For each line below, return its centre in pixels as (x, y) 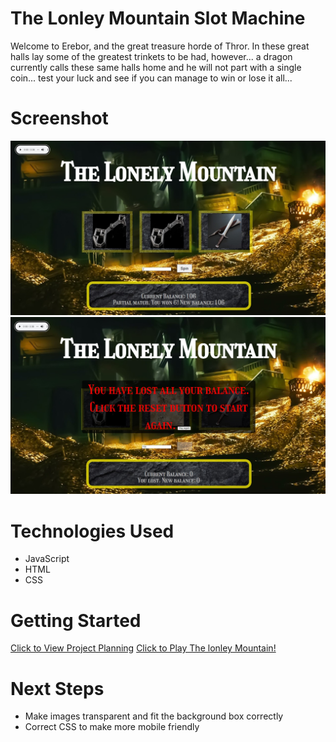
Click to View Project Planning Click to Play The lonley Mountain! (143, 648)
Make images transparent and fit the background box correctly (154, 716)
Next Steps (57, 688)
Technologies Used (92, 531)
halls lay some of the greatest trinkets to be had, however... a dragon (151, 56)
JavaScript (47, 559)
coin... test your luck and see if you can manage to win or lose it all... (151, 78)
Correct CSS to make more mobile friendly (112, 727)
